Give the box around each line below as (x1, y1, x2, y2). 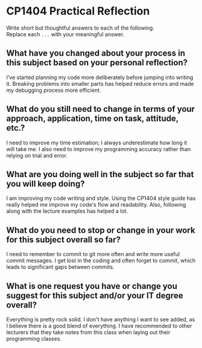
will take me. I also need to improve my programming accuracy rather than (6, 145, 191, 152)
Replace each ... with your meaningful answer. (6, 30, 125, 37)
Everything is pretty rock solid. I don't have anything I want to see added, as (6, 316, 195, 323)
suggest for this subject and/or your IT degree (6, 290, 183, 300)
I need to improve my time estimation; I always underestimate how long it (6, 139, 188, 146)
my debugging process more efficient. (6, 86, 101, 94)
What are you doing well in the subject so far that (6, 169, 194, 179)
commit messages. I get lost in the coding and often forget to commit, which (6, 257, 196, 264)
